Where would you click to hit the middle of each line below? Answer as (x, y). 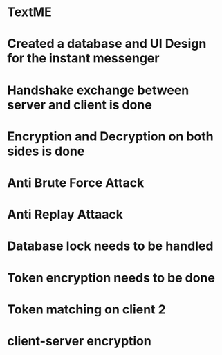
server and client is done (80, 105)
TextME (29, 12)
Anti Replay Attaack (65, 215)
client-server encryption (80, 341)
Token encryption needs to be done (111, 278)
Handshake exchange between (98, 90)
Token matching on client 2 (86, 309)
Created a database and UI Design (107, 44)
